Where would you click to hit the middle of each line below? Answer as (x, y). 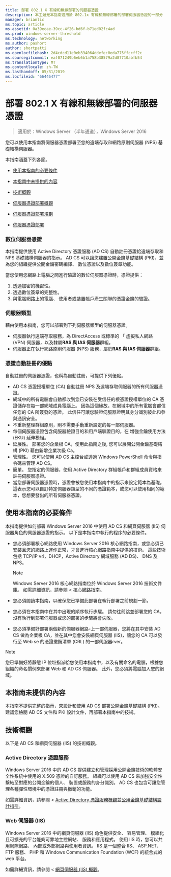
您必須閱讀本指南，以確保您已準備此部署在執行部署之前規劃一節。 (82, 600)
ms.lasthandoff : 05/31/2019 (35, 72)
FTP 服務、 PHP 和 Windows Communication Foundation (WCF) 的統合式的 (84, 852)
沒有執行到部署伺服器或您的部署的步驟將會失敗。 (64, 618)
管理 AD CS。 (40, 463)
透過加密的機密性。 (33, 286)
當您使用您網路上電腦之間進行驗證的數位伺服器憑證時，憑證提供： (74, 275)
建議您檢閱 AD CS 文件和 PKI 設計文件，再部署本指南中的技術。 (72, 712)
